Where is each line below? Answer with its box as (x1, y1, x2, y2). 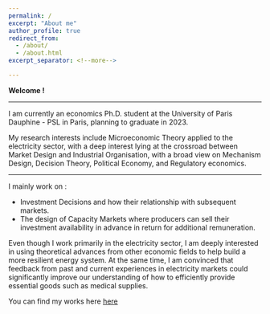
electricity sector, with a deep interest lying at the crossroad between (8, 141, 239, 151)
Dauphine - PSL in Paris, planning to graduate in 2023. (8, 117, 189, 127)
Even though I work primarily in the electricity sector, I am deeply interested (8, 238, 259, 247)
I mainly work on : (8, 181, 67, 191)
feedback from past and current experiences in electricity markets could (8, 263, 248, 273)
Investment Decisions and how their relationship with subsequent (19, 197, 237, 206)
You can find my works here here (8, 296, 118, 306)
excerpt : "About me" (8, 19, 78, 27)
